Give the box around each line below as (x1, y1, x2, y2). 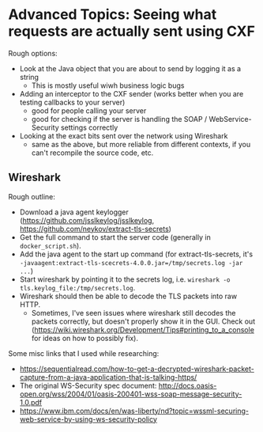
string (19, 72, 39, 81)
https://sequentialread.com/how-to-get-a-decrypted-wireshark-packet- (19, 364, 254, 373)
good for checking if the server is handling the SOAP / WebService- (31, 114, 252, 123)
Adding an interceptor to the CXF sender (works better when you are (19, 89, 244, 98)
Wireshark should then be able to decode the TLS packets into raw (19, 291, 238, 301)
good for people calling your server (31, 105, 147, 116)
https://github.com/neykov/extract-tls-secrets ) (19, 224, 172, 233)
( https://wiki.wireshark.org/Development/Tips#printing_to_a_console (31, 324, 255, 334)
